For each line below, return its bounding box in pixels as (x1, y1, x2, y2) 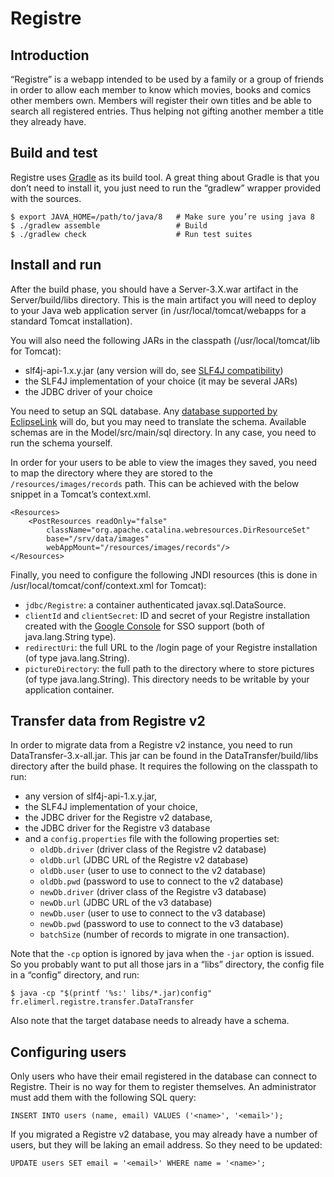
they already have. (10, 116, 87, 127)
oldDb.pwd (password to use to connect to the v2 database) (39, 875, 284, 887)
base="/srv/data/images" (46, 533, 150, 544)
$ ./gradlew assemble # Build (10, 220, 208, 231)
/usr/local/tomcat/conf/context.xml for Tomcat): (10, 579, 207, 591)
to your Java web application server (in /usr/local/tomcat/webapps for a (10, 304, 307, 316)
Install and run (10, 257, 102, 274)
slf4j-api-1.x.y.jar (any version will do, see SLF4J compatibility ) (24, 364, 284, 376)
